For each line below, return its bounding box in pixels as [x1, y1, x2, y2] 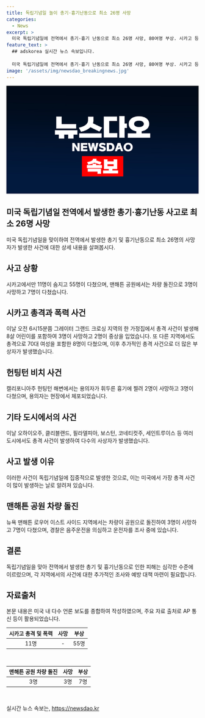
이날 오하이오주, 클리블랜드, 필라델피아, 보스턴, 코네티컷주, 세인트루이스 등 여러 [6, 429, 193, 437]
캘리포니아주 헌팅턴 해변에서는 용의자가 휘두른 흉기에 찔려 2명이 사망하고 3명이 [6, 385, 194, 392]
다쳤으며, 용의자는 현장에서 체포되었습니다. [6, 392, 108, 400]
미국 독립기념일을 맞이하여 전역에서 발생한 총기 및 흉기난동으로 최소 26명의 [6, 235, 184, 243]
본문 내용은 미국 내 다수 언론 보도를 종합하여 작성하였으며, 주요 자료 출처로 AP [6, 608, 191, 615]
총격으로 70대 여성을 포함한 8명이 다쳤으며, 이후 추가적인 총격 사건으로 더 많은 [6, 340, 192, 348]
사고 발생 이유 [6, 456, 55, 467]
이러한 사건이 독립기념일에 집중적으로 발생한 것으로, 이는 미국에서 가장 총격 [6, 473, 184, 481]
